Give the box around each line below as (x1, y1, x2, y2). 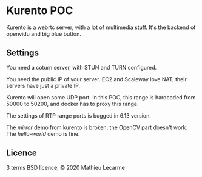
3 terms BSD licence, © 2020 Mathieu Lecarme (6, 164, 126, 171)
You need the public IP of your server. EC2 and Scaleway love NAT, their (6, 75, 187, 82)
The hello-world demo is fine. (6, 130, 80, 137)
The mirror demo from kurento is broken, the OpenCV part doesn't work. (6, 124, 188, 131)
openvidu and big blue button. (6, 30, 82, 37)
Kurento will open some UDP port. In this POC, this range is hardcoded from (6, 93, 196, 101)
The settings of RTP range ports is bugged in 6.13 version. (6, 112, 152, 119)
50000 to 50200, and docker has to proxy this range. (6, 100, 139, 107)
